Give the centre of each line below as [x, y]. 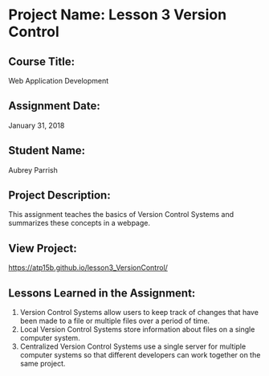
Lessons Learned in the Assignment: [102, 293]
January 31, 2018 [37, 125]
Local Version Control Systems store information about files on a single [137, 329]
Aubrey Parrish [33, 170]
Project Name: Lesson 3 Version [118, 15]
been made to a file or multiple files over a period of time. [115, 321]
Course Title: [41, 61]
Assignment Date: [54, 106]
